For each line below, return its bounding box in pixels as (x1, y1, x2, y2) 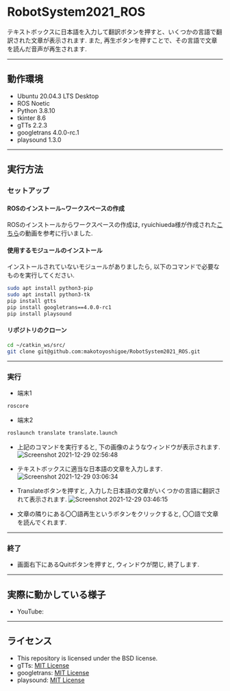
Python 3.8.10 (16, 106, 56, 114)
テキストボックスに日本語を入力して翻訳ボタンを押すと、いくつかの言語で (7, 27, 217, 36)
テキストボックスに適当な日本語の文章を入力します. (16, 464, 163, 473)
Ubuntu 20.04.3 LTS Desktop (16, 92, 99, 100)
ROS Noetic (16, 99, 50, 107)
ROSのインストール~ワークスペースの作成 (7, 204, 125, 213)
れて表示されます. (16, 495, 67, 503)
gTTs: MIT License (16, 661, 70, 669)
